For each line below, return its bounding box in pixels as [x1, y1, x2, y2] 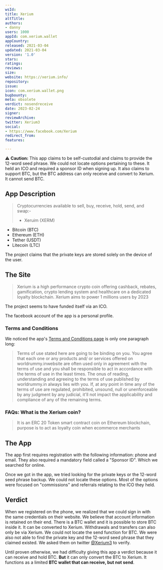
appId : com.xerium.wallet [5, 34, 57, 39]
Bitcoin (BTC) [12, 226, 39, 233]
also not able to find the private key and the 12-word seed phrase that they [5, 534, 154, 540]
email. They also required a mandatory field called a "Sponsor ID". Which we [5, 457, 158, 463]
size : [5, 70, 16, 75]
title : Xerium [5, 12, 34, 16]
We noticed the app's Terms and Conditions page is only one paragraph [5, 335, 149, 342]
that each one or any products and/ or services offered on [16, 355, 133, 361]
